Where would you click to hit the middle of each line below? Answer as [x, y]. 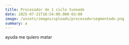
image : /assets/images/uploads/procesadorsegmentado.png [65, 19]
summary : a [16, 23]
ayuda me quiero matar [29, 37]
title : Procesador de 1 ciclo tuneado [45, 10]
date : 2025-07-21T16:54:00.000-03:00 [44, 14]
